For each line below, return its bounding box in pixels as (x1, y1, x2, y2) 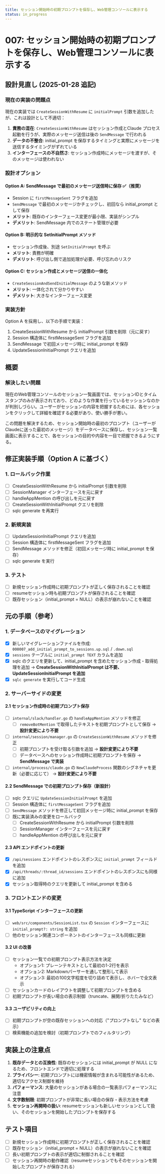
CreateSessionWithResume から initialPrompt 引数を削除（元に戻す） (12, 329, 153, 335)
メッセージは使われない (16, 156, 64, 162)
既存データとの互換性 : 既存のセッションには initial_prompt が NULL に (12, 1060, 154, 1066)
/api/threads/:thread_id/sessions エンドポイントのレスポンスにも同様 (12, 869, 158, 875)
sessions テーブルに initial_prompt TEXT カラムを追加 (12, 651, 123, 657)
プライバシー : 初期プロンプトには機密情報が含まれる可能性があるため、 (12, 1072, 158, 1078)
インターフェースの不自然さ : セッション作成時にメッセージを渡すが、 (12, 150, 153, 156)
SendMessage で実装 (19, 759, 64, 765)
